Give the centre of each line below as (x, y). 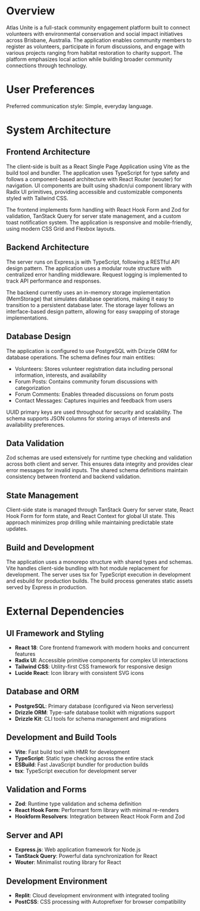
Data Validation (35, 443)
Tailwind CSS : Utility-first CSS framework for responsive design (93, 667)
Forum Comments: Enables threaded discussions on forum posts (94, 394)
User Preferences (51, 90)
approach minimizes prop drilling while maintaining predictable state (90, 522)
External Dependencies (65, 611)
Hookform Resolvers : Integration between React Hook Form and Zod (100, 817)
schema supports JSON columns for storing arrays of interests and (88, 418)
